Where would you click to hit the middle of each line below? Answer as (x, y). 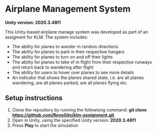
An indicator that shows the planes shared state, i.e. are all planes (78, 77)
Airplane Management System (68, 9)
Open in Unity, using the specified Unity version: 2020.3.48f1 (74, 120)
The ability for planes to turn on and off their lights (62, 57)
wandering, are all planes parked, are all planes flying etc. (70, 83)
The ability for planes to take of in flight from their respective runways (82, 62)
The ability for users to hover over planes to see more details (73, 72)
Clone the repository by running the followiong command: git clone (79, 110)
